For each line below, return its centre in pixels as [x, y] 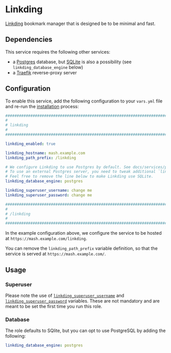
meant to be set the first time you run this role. [54, 306]
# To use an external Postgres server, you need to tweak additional [81, 172]
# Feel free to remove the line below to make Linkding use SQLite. [79, 176]
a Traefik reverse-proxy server [45, 72]
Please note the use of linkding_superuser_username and [65, 295]
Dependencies [29, 40]
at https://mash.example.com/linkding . [46, 239]
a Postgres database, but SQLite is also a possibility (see [72, 62]
